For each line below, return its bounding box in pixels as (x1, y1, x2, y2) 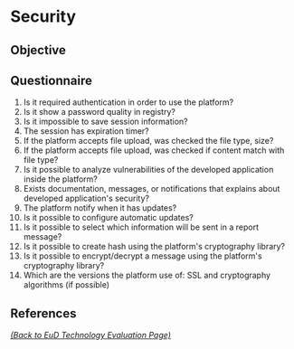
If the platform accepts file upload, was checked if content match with (23, 145, 285, 156)
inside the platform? (23, 174, 99, 184)
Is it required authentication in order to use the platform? (23, 97, 234, 108)
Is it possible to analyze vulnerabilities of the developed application (23, 165, 274, 175)
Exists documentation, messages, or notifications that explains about (23, 184, 280, 194)
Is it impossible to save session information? (23, 116, 188, 127)
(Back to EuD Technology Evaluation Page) (10, 330, 171, 341)
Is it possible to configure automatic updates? (23, 212, 194, 223)
